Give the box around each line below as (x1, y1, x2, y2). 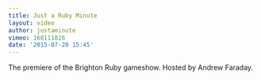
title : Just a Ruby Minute (8, 11, 98, 20)
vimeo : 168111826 (8, 33, 66, 42)
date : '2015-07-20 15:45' (8, 41, 94, 49)
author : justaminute (8, 26, 77, 34)
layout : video (8, 19, 56, 27)
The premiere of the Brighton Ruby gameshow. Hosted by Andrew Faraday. (8, 63, 254, 72)
